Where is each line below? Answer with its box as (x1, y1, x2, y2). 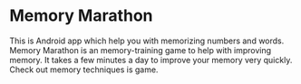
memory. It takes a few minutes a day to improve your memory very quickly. (9, 54, 293, 65)
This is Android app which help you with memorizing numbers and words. (9, 35, 285, 46)
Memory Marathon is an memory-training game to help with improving (9, 44, 272, 55)
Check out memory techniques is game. (9, 64, 159, 75)
